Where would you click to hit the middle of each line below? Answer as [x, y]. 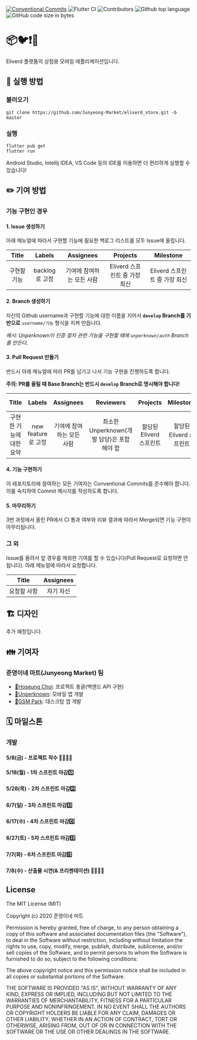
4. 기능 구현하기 [24, 469]
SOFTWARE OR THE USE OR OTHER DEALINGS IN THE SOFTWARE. [88, 1031]
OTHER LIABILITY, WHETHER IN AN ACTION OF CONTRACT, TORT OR [91, 1019]
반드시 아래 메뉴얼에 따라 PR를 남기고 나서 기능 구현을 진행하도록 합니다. [88, 371]
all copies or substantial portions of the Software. [65, 976]
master [14, 118]
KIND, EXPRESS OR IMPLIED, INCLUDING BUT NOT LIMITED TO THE [89, 994]
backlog [44, 271]
